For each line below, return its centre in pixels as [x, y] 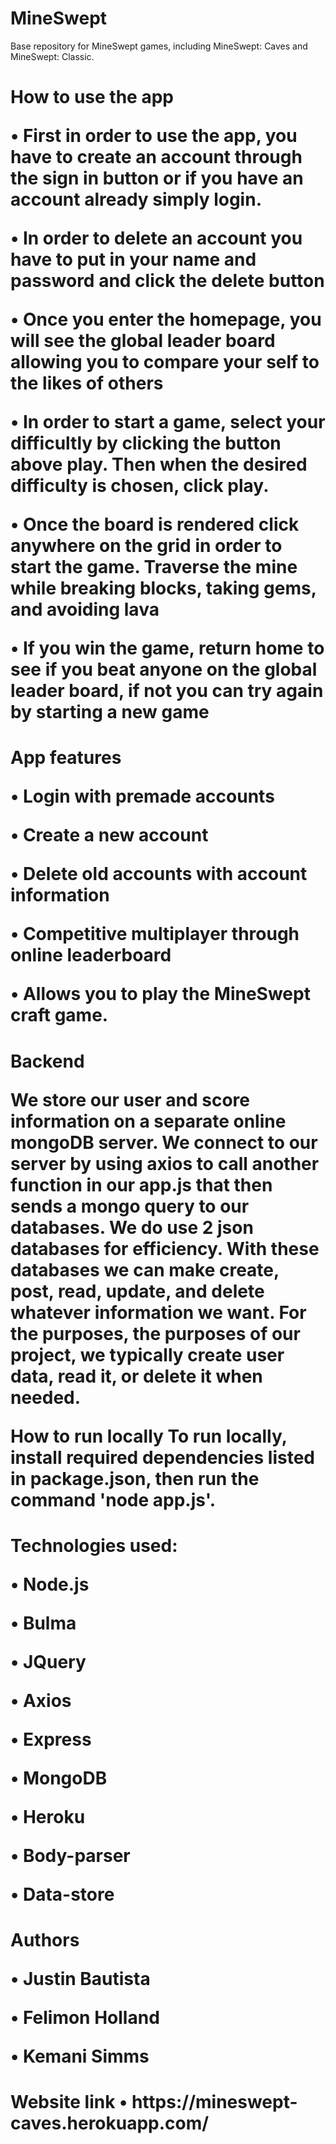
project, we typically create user [147, 1354]
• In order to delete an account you [156, 238]
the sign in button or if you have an [157, 178]
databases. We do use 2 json [132, 1227]
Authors [45, 1939]
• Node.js [50, 1584]
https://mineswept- [214, 2102]
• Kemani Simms [80, 2056]
